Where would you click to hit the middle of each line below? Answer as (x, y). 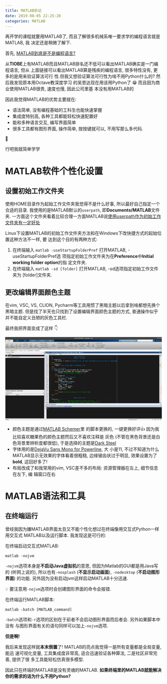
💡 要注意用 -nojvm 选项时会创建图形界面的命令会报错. (58, 589)
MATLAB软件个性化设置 (54, 171)
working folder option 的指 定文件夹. (49, 262)
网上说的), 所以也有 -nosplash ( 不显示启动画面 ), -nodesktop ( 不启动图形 (88, 572)
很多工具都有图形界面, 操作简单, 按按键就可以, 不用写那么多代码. (78, 129)
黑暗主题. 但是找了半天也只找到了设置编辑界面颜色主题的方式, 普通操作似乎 (82, 311)
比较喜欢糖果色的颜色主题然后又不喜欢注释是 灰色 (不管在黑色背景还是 (84, 437)
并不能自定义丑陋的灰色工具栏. (37, 318)
